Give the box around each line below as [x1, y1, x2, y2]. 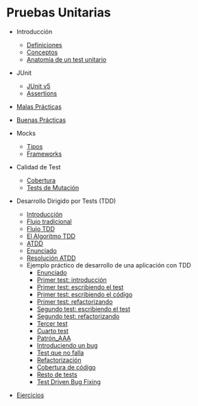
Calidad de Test [16, 163, 61, 171]
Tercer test [36, 319, 68, 327]
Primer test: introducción [36, 276, 107, 284]
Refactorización [36, 355, 82, 364]
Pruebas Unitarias [6, 5, 111, 21]
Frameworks [26, 150, 62, 158]
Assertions [26, 89, 58, 97]
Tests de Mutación [26, 183, 79, 191]
